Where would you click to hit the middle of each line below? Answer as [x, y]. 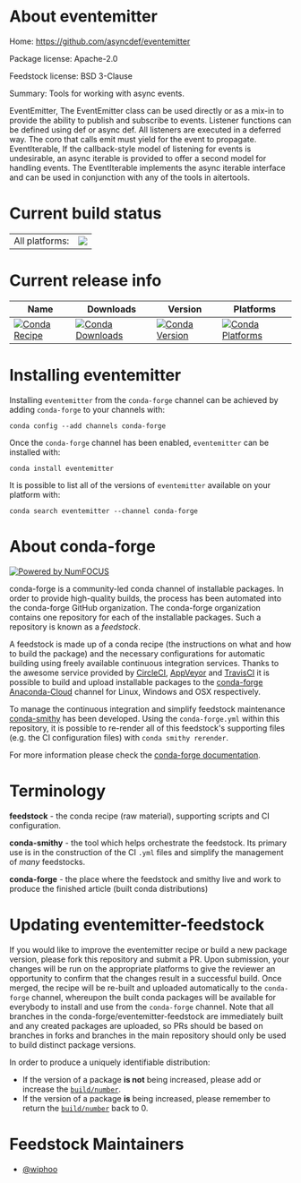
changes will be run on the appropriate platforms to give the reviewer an [142, 968]
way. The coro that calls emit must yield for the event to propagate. [133, 139]
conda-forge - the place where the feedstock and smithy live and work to [145, 879]
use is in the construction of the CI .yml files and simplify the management [146, 852]
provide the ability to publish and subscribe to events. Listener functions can [150, 120]
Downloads [112, 309]
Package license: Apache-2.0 [64, 58]
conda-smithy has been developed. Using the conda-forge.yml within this [145, 718]
